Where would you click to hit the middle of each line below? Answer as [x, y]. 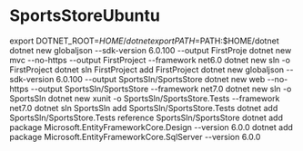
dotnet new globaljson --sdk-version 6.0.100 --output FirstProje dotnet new [151, 50]
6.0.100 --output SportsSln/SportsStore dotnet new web [161, 79]
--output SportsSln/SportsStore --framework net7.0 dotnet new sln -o [161, 89]
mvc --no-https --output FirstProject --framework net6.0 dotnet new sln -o [150, 60]
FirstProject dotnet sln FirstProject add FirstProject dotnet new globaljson [147, 70]
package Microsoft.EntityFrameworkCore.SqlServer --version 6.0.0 [135, 137]
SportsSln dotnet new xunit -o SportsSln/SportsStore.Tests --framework [145, 98]
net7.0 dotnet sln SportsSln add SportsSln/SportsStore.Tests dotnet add [144, 108]
